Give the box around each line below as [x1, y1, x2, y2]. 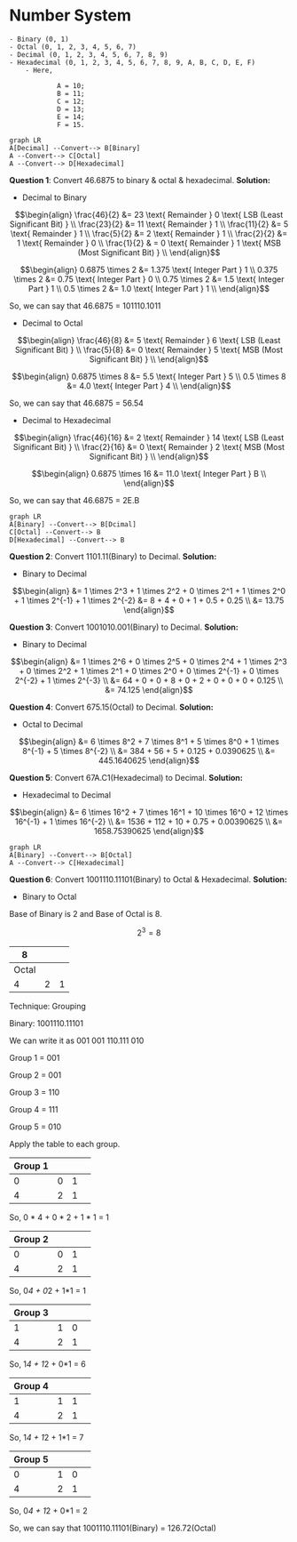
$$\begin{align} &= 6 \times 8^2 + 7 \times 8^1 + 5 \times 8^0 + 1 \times [19, 735, 279, 747]
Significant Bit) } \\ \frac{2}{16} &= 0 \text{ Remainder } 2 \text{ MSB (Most [12, 441, 285, 452]
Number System [9, 5, 131, 26]
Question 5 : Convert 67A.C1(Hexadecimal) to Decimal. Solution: [9, 772, 244, 783]
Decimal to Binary [21, 192, 87, 203]
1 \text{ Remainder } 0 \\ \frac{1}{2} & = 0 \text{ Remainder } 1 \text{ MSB [16, 237, 282, 248]
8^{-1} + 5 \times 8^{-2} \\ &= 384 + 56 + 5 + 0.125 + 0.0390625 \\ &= [21, 745, 277, 756]
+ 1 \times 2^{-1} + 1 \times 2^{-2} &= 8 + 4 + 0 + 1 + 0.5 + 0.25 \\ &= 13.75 [13, 595, 285, 606]
